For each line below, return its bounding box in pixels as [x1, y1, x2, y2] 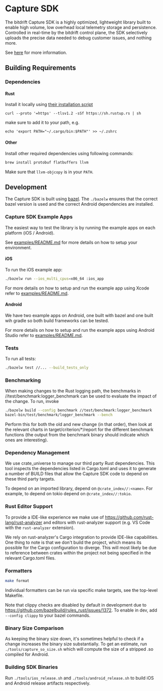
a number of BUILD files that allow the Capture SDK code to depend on [5, 471, 148, 477]
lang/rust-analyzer [5, 519, 43, 525]
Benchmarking [5, 377, 41, 384]
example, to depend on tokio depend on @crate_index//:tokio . [5, 491, 132, 497]
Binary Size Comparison [5, 624, 64, 631]
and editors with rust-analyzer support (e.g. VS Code [43, 519, 150, 525]
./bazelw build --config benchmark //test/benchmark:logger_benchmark [5, 408, 152, 413]
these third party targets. [5, 476, 55, 482]
